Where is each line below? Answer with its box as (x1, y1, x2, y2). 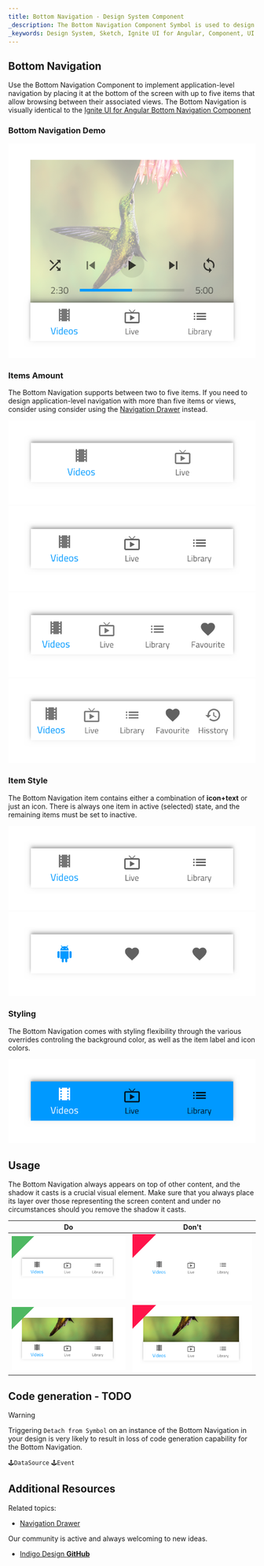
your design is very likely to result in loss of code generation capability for (8, 1434, 247, 1444)
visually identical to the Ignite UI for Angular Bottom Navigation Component (8, 106, 251, 115)
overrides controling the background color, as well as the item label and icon (8, 1035, 255, 1044)
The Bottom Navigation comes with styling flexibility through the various (8, 1026, 242, 1035)
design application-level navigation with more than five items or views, (8, 396, 236, 405)
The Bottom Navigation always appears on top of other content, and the (8, 1179, 241, 1189)
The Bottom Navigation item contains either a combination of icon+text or (8, 793, 247, 802)
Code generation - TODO (8, 1390, 132, 1403)
